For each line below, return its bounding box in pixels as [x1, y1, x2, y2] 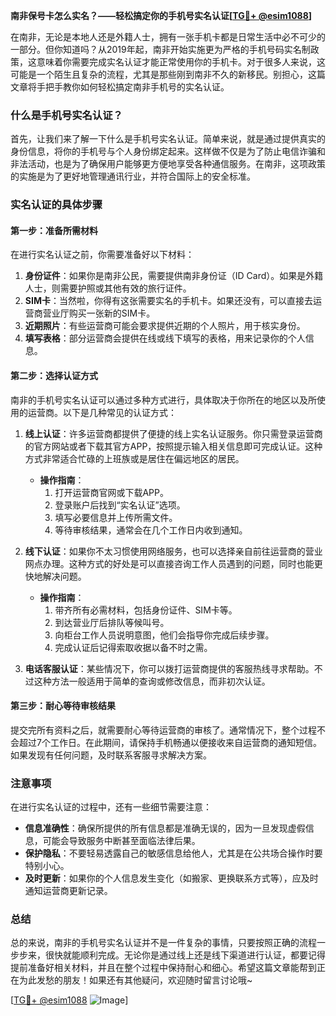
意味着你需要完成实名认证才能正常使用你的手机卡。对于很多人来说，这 [36, 56, 326, 68]
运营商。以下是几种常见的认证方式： [27, 406, 177, 418]
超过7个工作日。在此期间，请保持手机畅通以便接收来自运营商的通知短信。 [18, 736, 322, 748]
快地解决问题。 [24, 570, 87, 582]
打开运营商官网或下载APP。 [54, 486, 169, 498]
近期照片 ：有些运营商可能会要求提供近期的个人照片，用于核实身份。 [24, 320, 306, 332]
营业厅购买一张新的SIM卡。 [42, 307, 156, 319]
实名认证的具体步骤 [10, 198, 103, 212]
